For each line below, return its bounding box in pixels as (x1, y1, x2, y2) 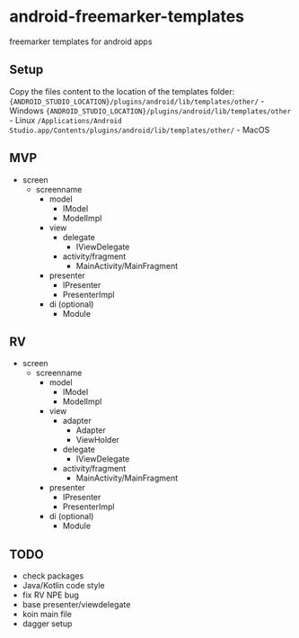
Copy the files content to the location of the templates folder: (9, 85, 235, 96)
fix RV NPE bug (22, 589, 79, 600)
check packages (22, 571, 84, 581)
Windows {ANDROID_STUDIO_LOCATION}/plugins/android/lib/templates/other (9, 105, 292, 116)
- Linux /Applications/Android (9, 114, 123, 125)
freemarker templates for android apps (9, 36, 153, 47)
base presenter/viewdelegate (22, 599, 131, 610)
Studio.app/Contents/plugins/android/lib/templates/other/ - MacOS (9, 124, 270, 135)
